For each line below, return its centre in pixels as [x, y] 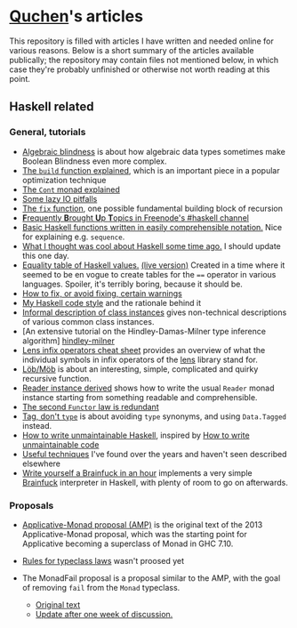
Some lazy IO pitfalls [60, 198]
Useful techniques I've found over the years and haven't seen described [154, 454]
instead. [37, 425]
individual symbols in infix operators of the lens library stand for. [140, 359]
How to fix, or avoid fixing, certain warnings [102, 293]
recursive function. [56, 378]
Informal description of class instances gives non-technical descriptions [154, 312]
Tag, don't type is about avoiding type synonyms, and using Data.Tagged [154, 416]
